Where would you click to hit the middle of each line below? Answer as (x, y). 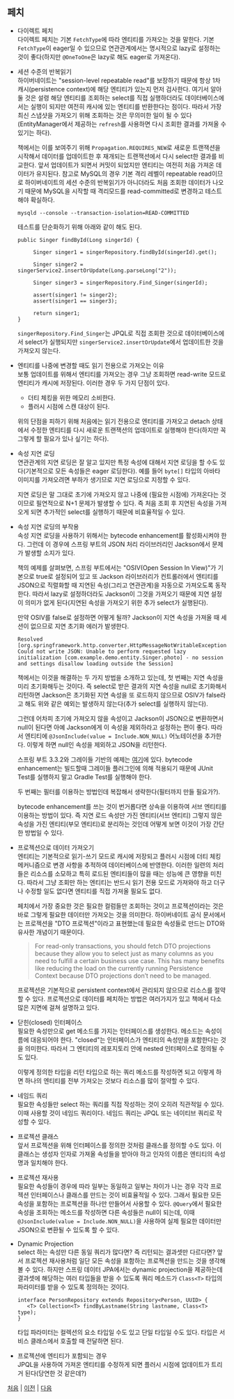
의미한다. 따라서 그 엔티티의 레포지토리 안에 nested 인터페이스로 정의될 (121, 1048)
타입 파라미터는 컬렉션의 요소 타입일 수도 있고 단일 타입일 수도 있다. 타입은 (117, 1332)
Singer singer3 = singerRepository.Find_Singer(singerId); (120, 282)
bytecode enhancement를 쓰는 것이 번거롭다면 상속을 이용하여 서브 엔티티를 (122, 806)
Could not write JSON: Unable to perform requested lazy (102, 651)
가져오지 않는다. (39, 350)
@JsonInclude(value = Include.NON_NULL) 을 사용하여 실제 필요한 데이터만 (119, 1221)
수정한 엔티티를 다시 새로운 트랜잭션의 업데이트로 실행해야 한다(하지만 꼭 (128, 430)
